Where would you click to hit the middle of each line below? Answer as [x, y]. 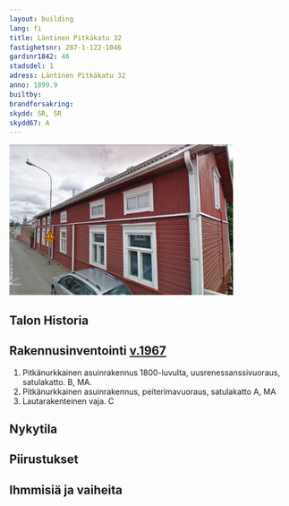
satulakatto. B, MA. [57, 382]
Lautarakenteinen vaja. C [68, 401]
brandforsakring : [42, 104]
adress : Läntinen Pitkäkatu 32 [68, 76]
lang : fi [25, 28]
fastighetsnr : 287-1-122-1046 [66, 47]
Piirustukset [44, 460]
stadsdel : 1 [31, 66]
